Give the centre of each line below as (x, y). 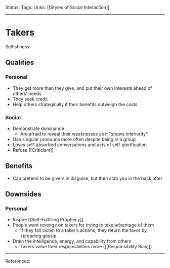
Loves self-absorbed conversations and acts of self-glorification (80, 145)
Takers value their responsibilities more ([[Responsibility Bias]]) (86, 247)
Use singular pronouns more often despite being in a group (74, 139)
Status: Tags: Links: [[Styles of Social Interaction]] (57, 7)
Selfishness (17, 46)
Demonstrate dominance (38, 128)
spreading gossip (38, 236)
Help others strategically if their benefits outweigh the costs (75, 104)
